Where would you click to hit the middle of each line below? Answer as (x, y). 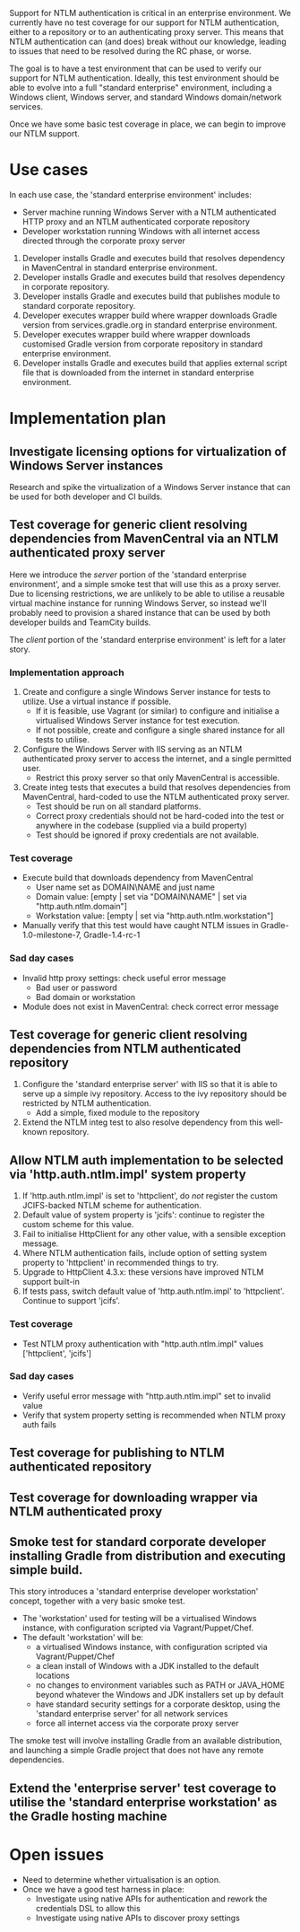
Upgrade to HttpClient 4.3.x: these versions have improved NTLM (143, 1272)
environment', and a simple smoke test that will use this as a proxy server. (145, 584)
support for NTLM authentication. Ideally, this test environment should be (144, 78)
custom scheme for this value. (78, 1225)
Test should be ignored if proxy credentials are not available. (147, 835)
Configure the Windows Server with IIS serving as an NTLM (132, 750)
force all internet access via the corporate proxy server (137, 1724)
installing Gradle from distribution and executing (148, 1556)
